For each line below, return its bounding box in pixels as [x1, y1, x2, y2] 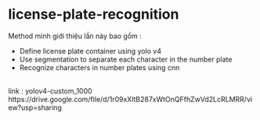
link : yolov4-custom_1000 [8, 86, 92, 95]
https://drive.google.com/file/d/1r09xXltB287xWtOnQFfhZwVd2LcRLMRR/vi [8, 94, 253, 104]
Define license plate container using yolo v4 [19, 46, 162, 55]
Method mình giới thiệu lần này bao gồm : [8, 31, 143, 41]
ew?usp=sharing [8, 103, 63, 112]
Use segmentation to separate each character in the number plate [19, 55, 233, 64]
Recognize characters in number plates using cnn [19, 62, 180, 72]
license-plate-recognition [8, 5, 179, 23]
